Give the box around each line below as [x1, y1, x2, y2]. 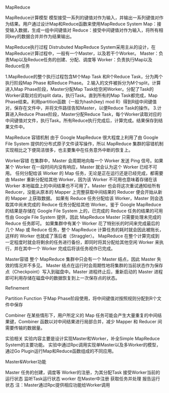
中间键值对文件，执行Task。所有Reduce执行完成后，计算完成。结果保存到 [5, 117, 158, 123]
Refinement [5, 285, 29, 291]
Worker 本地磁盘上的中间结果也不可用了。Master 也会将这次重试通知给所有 [5, 183, 161, 189]
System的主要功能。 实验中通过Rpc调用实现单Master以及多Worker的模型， [5, 342, 161, 348]
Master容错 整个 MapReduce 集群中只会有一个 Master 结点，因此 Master [5, 256, 156, 262]
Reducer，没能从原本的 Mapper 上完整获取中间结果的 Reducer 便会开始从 [5, 189, 158, 195]
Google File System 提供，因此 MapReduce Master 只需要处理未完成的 [15, 214, 162, 220]
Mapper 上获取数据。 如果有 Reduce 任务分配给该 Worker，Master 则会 [11, 195, 159, 201]
